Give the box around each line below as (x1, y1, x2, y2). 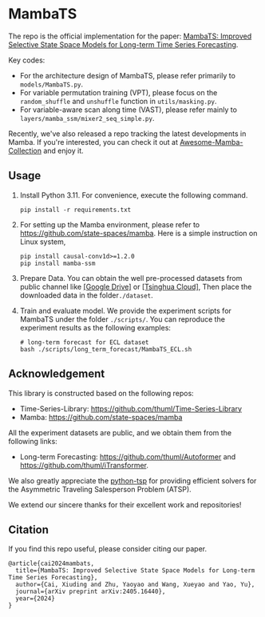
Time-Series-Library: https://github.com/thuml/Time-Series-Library (19, 403, 242, 413)
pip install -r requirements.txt (19, 206, 132, 214)
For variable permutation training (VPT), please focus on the (19, 87, 218, 97)
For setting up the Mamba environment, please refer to (19, 219, 200, 229)
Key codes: (8, 55, 45, 65)
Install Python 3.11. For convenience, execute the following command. (19, 190, 248, 200)
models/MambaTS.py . (19, 79, 84, 89)
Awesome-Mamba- (179, 137, 243, 146)
